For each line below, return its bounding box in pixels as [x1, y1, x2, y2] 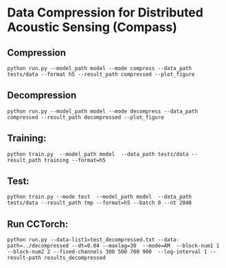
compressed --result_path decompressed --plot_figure [7, 113, 165, 121]
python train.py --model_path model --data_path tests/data [7, 150, 189, 157]
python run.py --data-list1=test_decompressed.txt [7, 236, 155, 243]
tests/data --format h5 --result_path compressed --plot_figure [7, 71, 195, 78]
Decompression [7, 89, 77, 101]
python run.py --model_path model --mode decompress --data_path [7, 108, 198, 115]
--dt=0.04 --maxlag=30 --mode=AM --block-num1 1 [71, 243, 220, 249]
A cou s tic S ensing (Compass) [7, 19, 177, 35]
